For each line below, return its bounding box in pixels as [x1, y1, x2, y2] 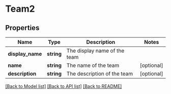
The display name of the [66, 47, 125, 54]
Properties [5, 24, 40, 32]
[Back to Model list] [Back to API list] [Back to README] [5, 83, 122, 89]
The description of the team [66, 70, 133, 77]
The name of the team [66, 62, 120, 69]
